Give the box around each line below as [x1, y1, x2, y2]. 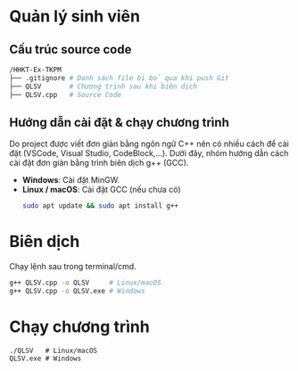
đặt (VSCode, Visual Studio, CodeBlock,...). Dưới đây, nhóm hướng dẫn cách [9, 148, 289, 159]
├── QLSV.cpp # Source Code [9, 90, 122, 99]
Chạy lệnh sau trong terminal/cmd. [9, 261, 137, 272]
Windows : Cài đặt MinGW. [21, 175, 120, 185]
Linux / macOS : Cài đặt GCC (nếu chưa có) [21, 185, 181, 195]
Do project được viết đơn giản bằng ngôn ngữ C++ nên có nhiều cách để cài [9, 138, 290, 149]
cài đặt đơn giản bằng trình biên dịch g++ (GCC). [9, 158, 189, 169]
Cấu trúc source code [9, 42, 132, 57]
